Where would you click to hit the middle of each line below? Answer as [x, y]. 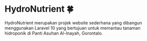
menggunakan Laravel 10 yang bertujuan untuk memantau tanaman [73, 28]
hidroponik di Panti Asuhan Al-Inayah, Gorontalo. [54, 33]
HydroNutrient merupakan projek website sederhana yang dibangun [73, 22]
